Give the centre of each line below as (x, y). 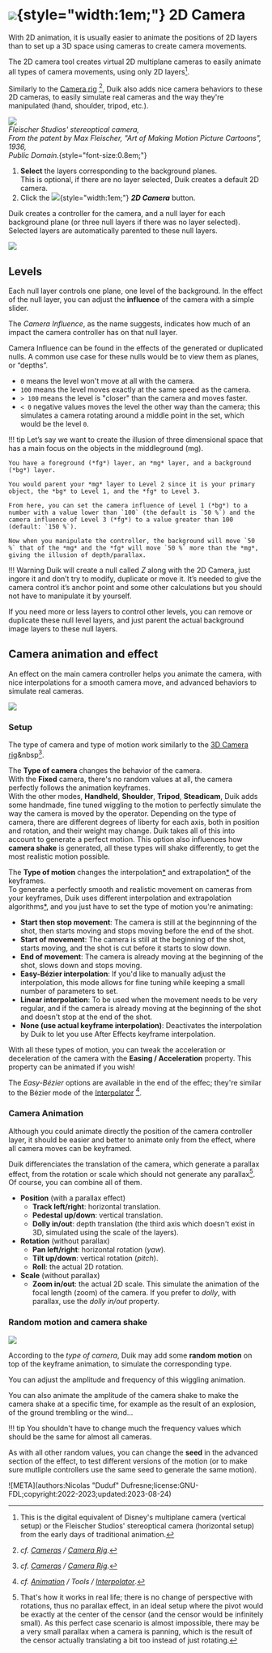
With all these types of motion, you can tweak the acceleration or (117, 1049)
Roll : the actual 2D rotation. (78, 1267)
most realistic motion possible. (59, 856)
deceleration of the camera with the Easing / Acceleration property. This (130, 1058)
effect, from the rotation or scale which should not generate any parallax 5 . (132, 1173)
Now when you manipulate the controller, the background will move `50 (132, 541)
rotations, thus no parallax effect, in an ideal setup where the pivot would (142, 1605)
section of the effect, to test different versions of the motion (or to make (128, 1461)
